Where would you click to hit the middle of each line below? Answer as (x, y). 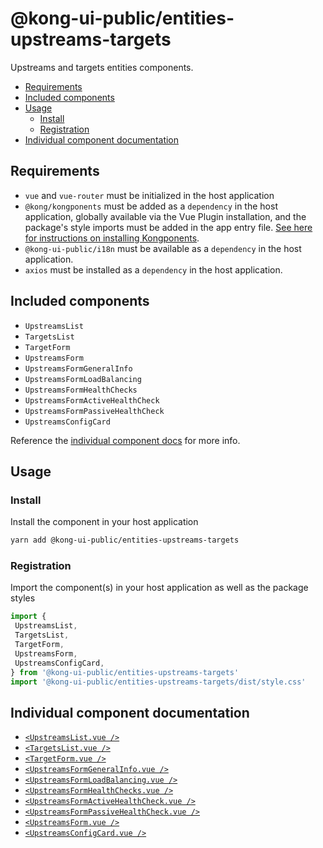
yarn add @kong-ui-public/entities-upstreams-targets (125, 540)
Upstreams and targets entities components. (102, 67)
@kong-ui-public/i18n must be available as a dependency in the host (163, 248)
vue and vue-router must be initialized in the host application (149, 195)
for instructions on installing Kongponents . (112, 238)
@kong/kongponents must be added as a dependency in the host (151, 206)
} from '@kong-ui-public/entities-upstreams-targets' (125, 672)
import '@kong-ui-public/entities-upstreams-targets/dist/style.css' (158, 682)
